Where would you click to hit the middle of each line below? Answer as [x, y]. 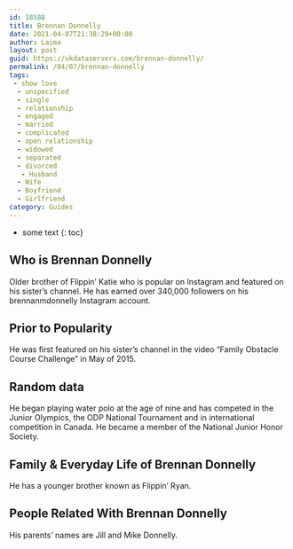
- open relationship [55, 141]
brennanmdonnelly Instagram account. [80, 300]
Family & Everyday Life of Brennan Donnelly [132, 464]
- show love [35, 83]
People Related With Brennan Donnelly [119, 514]
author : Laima [36, 42]
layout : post [33, 51]
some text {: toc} [53, 232]
